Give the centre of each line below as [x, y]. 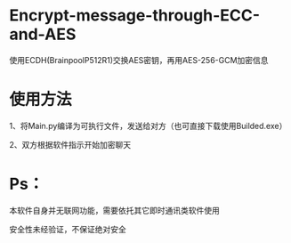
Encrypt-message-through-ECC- [135, 16]
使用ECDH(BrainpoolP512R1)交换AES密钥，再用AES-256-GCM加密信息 [139, 60]
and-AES [43, 34]
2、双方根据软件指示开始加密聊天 [70, 144]
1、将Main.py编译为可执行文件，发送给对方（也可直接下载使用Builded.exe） [148, 126]
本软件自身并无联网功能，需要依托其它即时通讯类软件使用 [114, 210]
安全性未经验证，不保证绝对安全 [68, 229]
